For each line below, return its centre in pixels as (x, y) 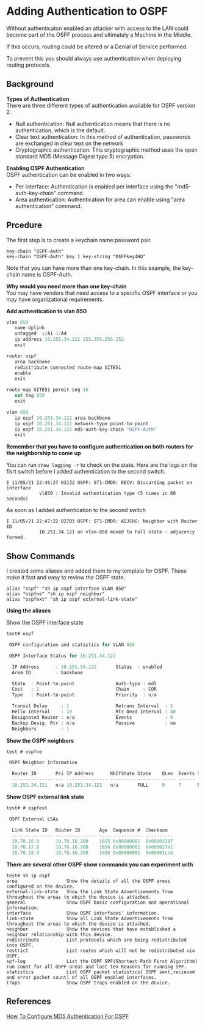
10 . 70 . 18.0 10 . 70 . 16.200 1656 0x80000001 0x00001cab (92, 853)
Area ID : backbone (48, 672)
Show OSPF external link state (45, 797)
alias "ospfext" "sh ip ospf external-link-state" (72, 600)
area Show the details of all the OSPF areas (88, 881)
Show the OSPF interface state (45, 623)
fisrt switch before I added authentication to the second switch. (86, 472)
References (29, 1002)
